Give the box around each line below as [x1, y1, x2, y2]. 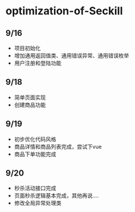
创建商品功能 [14, 101, 46, 108]
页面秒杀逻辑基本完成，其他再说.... [14, 192, 99, 199]
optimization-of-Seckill [5, 4, 123, 18]
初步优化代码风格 [14, 136, 56, 143]
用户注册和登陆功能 [14, 60, 62, 66]
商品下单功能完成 [14, 150, 56, 158]
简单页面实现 [14, 94, 46, 101]
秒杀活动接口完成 [14, 185, 56, 192]
